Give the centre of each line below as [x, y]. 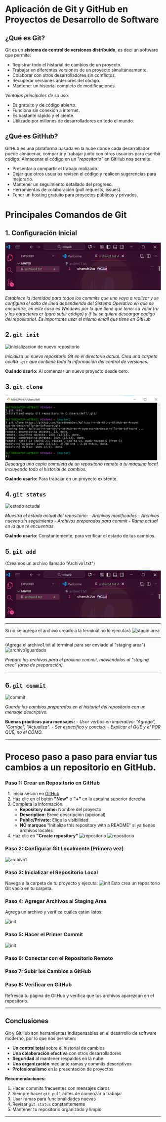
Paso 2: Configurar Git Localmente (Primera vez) [64, 849]
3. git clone [24, 386]
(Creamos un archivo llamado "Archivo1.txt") [50, 563]
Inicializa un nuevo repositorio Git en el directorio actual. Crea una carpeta [82, 356]
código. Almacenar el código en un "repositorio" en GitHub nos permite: [78, 159]
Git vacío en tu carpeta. [29, 888]
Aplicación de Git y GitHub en [67, 9]
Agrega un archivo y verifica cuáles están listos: [54, 912]
